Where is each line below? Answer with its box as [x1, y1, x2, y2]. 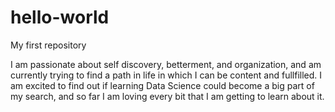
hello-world [10, 6, 110, 29]
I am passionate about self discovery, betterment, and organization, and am [10, 58, 322, 70]
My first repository [10, 39, 87, 51]
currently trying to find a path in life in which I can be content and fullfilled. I [10, 69, 323, 81]
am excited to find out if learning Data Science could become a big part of [10, 79, 315, 91]
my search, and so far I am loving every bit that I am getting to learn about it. [10, 90, 325, 102]
